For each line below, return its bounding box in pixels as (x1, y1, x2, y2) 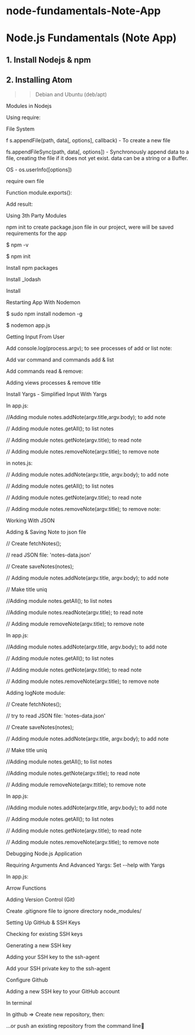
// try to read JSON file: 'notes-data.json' (6, 712, 106, 719)
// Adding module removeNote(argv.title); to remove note (6, 620, 145, 627)
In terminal (6, 999, 32, 1006)
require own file (6, 177, 44, 184)
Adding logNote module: (6, 689, 66, 696)
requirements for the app (6, 229, 67, 237)
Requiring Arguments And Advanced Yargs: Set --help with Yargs (6, 861, 165, 868)
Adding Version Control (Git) (6, 896, 75, 903)
